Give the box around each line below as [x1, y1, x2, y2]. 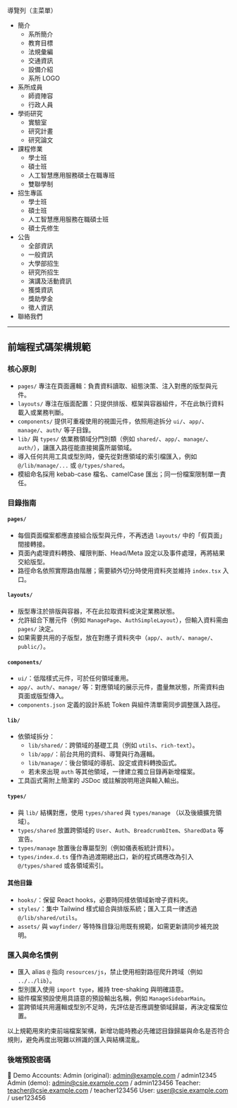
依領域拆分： [17, 732, 55, 741]
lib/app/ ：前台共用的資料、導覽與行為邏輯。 [28, 750, 159, 758]
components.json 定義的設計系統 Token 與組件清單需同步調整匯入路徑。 [17, 700, 224, 709]
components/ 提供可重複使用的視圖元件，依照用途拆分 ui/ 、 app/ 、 [17, 417, 208, 425]
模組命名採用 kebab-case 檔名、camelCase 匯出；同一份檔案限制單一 [17, 470, 220, 478]
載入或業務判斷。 [17, 408, 68, 416]
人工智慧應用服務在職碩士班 [28, 215, 109, 224]
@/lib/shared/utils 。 [17, 913, 81, 922]
